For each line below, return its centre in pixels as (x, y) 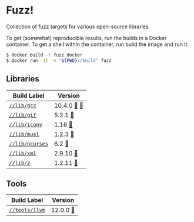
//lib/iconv (26, 125)
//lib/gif (23, 115)
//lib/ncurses (29, 144)
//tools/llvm (27, 210)
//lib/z (20, 163)
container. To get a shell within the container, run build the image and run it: (98, 44)
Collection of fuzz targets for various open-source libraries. (78, 26)
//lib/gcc (23, 105)
